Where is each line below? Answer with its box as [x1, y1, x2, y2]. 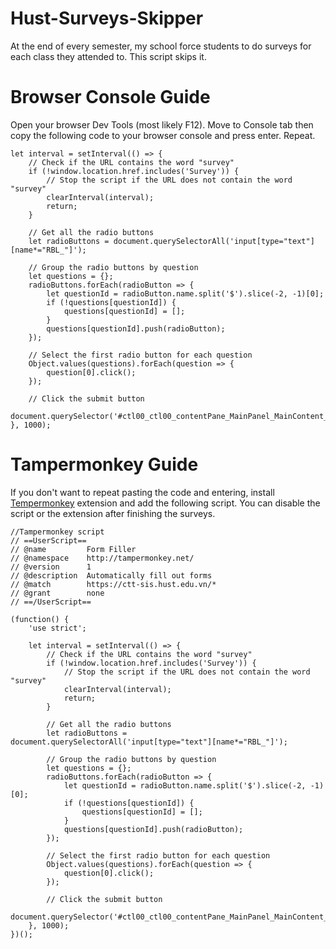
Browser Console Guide [10, 86, 211, 109]
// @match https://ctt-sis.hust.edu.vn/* [10, 579, 217, 589]
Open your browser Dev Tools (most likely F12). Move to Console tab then [10, 118, 314, 131]
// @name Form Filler [10, 544, 137, 554]
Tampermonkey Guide [10, 453, 199, 476]
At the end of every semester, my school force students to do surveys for [10, 40, 312, 52]
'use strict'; [28, 623, 87, 633]
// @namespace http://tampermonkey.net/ [10, 553, 195, 563]
